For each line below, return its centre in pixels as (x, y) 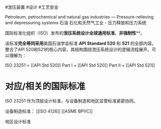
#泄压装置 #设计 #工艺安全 (32, 7)
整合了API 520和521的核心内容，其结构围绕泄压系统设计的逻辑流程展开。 (79, 49)
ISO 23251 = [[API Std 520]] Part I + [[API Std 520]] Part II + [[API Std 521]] (80, 65)
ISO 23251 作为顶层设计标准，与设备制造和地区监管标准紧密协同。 (71, 101)
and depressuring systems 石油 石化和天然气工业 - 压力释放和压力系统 (76, 23)
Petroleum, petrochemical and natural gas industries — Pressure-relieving (79, 17)
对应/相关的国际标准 (45, 86)
